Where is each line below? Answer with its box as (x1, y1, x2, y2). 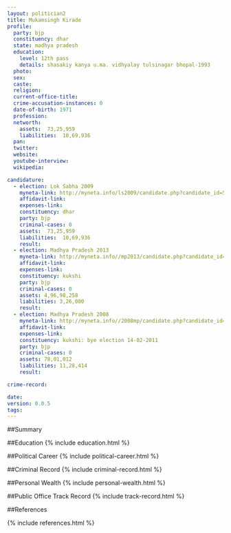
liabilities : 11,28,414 (19, 363, 88, 370)
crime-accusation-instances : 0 (13, 100, 103, 107)
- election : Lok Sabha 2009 (13, 183, 94, 190)
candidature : (7, 177, 45, 183)
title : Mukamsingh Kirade (7, 17, 81, 23)
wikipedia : (13, 163, 45, 171)
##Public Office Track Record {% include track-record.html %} (7, 492, 185, 501)
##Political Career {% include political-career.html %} (7, 452, 159, 461)
